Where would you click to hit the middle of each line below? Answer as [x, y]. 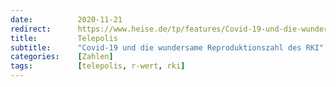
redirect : [31, 29]
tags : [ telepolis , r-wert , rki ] [98, 66]
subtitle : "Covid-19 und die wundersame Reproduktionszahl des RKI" [167, 47]
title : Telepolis [64, 38]
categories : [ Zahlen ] [62, 57]
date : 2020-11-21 [66, 19]
